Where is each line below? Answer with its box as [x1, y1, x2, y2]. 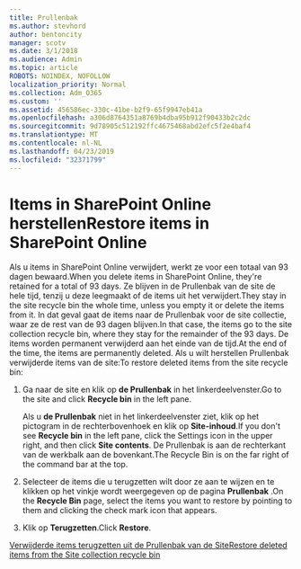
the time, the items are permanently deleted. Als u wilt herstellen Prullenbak [9, 348, 289, 359]
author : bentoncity [9, 30, 83, 39]
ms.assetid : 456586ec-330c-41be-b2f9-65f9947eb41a [9, 105, 203, 114]
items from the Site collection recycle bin [9, 549, 161, 560]
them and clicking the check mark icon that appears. [22, 505, 217, 516]
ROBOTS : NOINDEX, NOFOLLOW [9, 72, 111, 81]
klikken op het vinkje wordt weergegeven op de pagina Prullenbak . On [22, 486, 284, 497]
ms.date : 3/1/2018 [9, 47, 78, 56]
